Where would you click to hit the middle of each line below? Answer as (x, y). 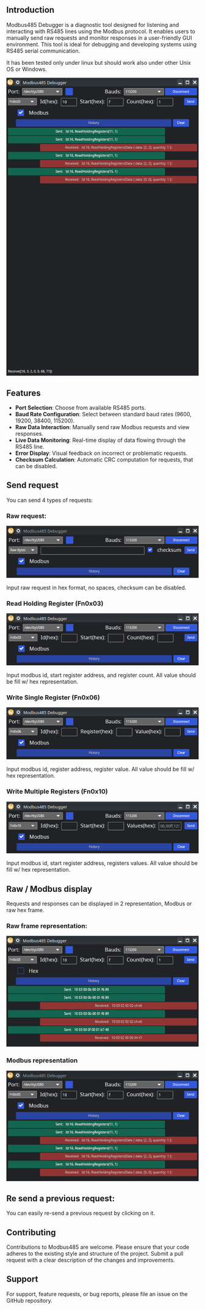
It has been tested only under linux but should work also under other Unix (99, 62)
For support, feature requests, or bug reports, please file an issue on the (97, 1294)
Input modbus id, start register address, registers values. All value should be (102, 863)
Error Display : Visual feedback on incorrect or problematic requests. (101, 453)
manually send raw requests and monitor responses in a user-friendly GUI (99, 38)
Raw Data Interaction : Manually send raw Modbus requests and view (103, 427)
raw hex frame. (25, 910)
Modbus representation (42, 1061)
